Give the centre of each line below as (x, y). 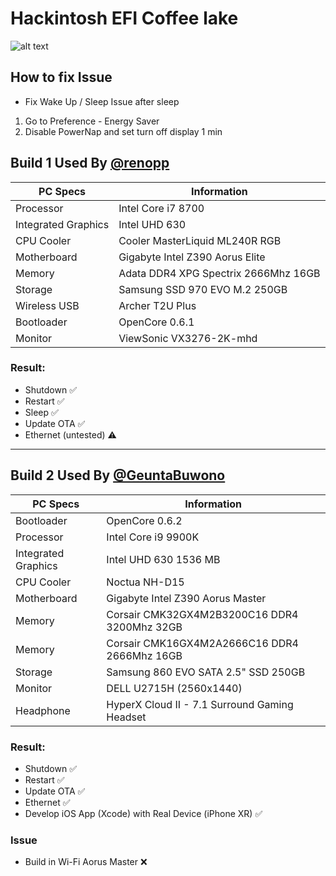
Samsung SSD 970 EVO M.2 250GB (203, 289)
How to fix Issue (61, 77)
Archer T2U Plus (157, 305)
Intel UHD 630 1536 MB (163, 559)
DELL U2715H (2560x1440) (174, 688)
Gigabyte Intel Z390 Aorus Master (186, 598)
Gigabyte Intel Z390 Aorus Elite (192, 257)
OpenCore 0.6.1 (156, 322)
